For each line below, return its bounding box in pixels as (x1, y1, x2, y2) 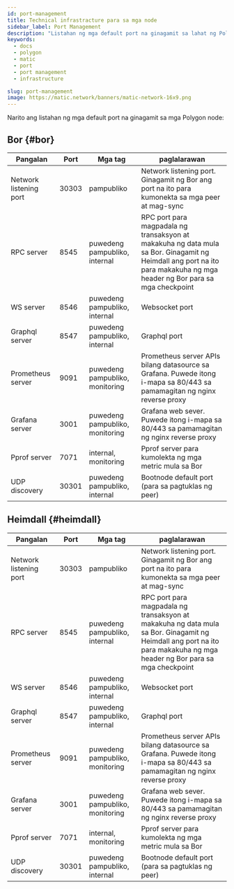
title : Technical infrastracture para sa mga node (7, 17, 157, 24)
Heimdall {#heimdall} (7, 514, 102, 526)
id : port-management (7, 10, 68, 17)
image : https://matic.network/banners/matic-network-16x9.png (7, 94, 192, 101)
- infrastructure (13, 75, 64, 82)
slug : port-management (7, 88, 73, 95)
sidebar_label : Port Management (7, 23, 101, 30)
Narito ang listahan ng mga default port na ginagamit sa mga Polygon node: (7, 113, 224, 122)
